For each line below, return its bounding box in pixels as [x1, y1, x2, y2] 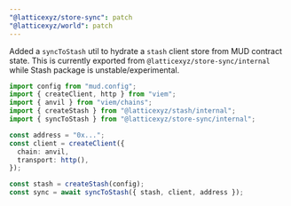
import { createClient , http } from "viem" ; [9, 90, 177, 99]
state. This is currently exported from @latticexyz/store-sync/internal [9, 55, 271, 66]
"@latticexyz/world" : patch [9, 21, 114, 30]
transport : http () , [17, 155, 90, 164]
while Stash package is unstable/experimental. [9, 64, 180, 75]
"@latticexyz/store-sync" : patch [9, 12, 133, 22]
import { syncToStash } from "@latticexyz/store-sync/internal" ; [9, 115, 256, 123]
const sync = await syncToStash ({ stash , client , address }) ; [9, 188, 244, 197]
